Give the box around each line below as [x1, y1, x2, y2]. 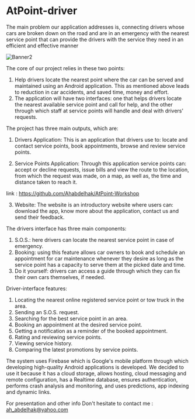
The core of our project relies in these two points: [6, 64, 125, 71]
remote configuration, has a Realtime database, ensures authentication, [6, 376, 178, 383]
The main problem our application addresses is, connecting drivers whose [6, 23, 185, 30]
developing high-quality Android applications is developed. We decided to [6, 363, 184, 370]
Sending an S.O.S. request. [14, 308, 79, 315]
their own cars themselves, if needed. [14, 273, 106, 280]
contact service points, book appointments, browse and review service [14, 142, 186, 149]
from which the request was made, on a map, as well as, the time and [14, 172, 182, 179]
